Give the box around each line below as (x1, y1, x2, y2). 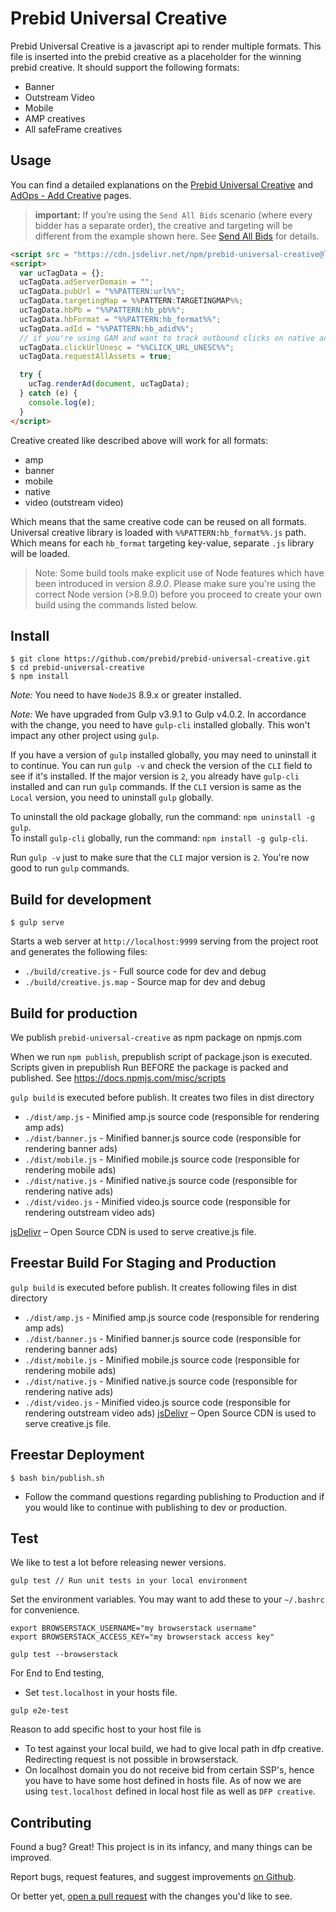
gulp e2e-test (10, 1706, 70, 1716)
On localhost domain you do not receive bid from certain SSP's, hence (24, 1764, 315, 1776)
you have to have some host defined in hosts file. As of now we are (24, 1775, 302, 1787)
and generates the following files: (10, 946, 148, 958)
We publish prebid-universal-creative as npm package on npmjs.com (10, 1031, 303, 1043)
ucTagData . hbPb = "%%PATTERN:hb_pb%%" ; (19, 305, 186, 315)
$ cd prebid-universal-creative (10, 663, 145, 673)
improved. (10, 1852, 52, 1864)
